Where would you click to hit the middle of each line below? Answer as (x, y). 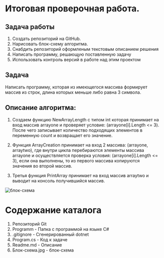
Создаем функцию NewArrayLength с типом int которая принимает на (85, 119)
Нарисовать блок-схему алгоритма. (50, 44)
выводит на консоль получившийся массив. (59, 181)
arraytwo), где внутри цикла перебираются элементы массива (78, 150)
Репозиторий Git (29, 224)
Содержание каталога (53, 210)
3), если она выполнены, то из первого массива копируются (76, 160)
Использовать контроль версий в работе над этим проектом (76, 59)
